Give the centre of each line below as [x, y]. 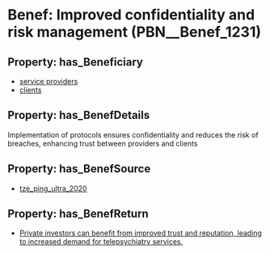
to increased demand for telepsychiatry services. [101, 242]
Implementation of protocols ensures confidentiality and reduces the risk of [133, 134]
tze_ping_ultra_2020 [53, 188]
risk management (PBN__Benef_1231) [135, 32]
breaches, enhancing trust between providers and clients [103, 143]
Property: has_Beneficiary [75, 62]
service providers [49, 81]
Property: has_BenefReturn [78, 214]
